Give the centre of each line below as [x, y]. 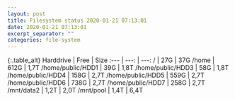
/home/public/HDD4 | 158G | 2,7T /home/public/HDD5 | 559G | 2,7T [106, 76]
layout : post [27, 14]
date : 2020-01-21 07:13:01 [47, 27]
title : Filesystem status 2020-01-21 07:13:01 [77, 20]
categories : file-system [44, 40]
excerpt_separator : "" [41, 34]
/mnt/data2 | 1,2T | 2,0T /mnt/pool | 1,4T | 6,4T [75, 90]
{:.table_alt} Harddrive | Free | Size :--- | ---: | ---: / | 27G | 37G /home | [111, 60]
